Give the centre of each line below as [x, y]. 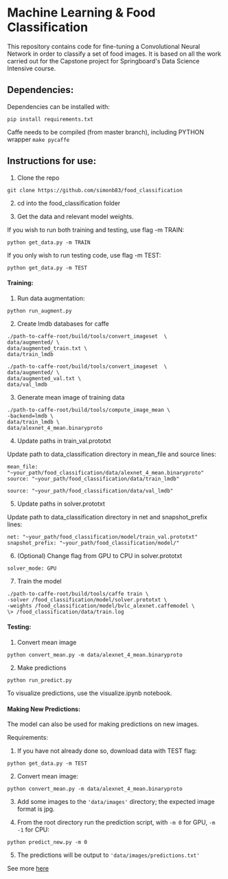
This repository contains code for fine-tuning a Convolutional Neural [104, 46]
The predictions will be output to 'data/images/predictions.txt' [109, 855]
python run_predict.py [39, 680]
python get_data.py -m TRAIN [49, 242]
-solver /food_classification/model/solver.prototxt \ [87, 600]
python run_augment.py [39, 311]
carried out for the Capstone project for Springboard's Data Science [103, 61]
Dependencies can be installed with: [58, 106]
